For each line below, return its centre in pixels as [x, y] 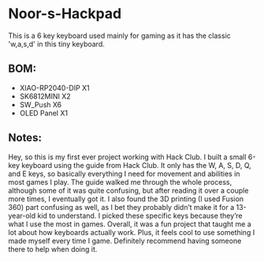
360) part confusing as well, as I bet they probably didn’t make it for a [121, 207]
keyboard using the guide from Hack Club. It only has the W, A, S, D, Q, [137, 165]
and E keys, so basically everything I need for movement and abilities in [124, 174]
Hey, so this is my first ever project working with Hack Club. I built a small [127, 157]
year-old [22, 215]
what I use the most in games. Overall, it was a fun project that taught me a [130, 224]
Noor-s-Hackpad [65, 14]
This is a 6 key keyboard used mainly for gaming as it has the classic [119, 36]
